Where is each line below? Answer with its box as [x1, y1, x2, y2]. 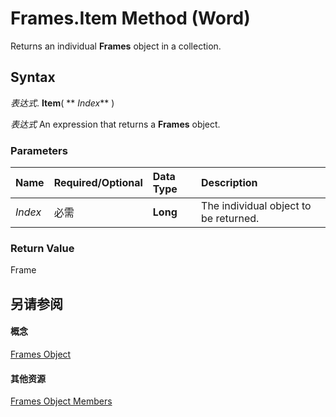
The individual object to [201, 199, 312, 213]
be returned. [201, 212, 260, 226]
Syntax [10, 69, 56, 86]
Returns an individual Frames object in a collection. [10, 40, 222, 52]
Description [201, 176, 258, 190]
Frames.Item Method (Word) [10, 7, 251, 30]
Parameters [10, 143, 68, 157]
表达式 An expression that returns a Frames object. [10, 118, 221, 130]
